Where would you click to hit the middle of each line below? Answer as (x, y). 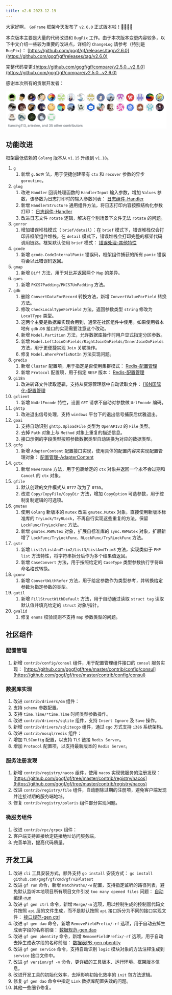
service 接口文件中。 (35, 956)
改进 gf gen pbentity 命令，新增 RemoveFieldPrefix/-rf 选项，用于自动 (88, 936)
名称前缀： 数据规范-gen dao (66, 930)
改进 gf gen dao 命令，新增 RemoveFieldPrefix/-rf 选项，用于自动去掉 (87, 924)
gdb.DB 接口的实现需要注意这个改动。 (70, 328)
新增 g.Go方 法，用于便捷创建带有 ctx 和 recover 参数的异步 (83, 174)
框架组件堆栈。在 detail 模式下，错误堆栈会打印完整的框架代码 (96, 236)
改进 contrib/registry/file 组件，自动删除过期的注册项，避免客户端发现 (90, 790)
